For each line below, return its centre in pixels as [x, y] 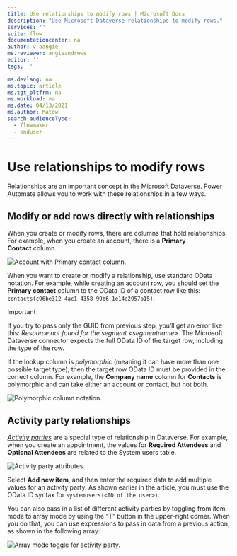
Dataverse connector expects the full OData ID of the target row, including [115, 341]
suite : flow [25, 34]
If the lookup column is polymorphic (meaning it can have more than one [113, 362]
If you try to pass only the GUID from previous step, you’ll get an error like [115, 325]
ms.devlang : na [30, 79]
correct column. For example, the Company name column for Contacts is [115, 377]
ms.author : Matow [33, 112]
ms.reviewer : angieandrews [47, 54]
